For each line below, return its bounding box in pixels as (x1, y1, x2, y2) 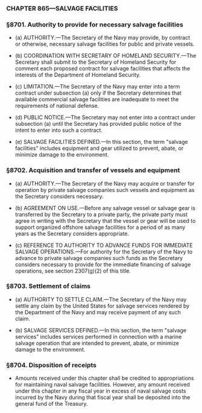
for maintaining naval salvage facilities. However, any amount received (14, 381, 190, 388)
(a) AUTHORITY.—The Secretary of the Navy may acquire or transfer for (14, 179, 195, 187)
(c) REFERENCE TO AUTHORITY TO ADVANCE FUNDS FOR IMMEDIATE (14, 241, 193, 249)
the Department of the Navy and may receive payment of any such (14, 308, 181, 315)
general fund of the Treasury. (14, 400, 89, 408)
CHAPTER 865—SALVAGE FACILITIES (6, 4, 118, 13)
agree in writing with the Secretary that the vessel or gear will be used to (14, 217, 196, 224)
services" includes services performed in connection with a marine (14, 333, 182, 340)
